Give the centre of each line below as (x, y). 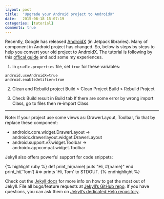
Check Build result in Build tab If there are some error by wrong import (83, 99)
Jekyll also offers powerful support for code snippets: (59, 157)
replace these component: (31, 123)
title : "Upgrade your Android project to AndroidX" (60, 14)
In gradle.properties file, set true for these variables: (66, 67)
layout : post (18, 10)
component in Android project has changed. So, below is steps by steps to (80, 47)
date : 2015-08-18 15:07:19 (35, 19)
